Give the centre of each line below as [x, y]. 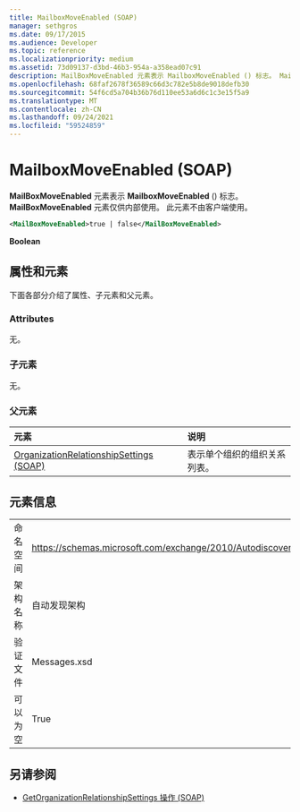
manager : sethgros [43, 26]
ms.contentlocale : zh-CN [55, 109]
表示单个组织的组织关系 [237, 454]
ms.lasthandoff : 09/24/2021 [62, 117]
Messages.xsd [62, 662]
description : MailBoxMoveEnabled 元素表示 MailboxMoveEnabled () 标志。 [142, 76]
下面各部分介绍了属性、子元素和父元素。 [83, 295]
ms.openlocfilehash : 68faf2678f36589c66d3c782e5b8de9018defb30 [129, 84]
